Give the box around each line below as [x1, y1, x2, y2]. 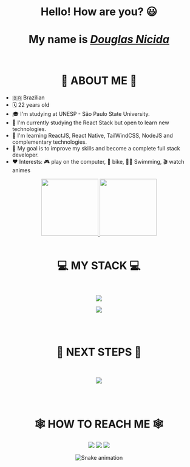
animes [12, 167, 31, 174]
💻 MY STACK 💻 [57, 259, 141, 273]
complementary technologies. [12, 138, 87, 146]
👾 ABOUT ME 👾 [61, 74, 137, 88]
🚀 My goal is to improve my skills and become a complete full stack [12, 145, 180, 152]
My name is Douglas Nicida [28, 33, 170, 47]
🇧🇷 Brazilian [12, 94, 45, 101]
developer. [12, 151, 39, 159]
